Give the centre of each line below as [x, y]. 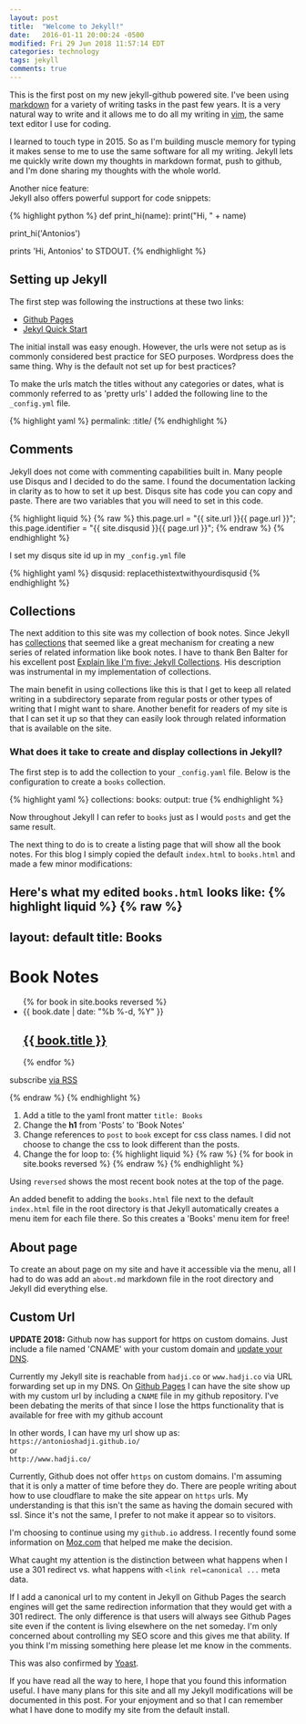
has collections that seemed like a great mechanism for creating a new [142, 643]
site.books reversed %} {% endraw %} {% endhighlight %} [133, 1164]
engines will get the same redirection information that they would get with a [151, 1606]
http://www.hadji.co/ [51, 1459]
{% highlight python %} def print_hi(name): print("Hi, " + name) [128, 215]
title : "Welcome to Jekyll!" [67, 26]
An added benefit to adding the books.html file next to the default [132, 1200]
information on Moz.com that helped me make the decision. [121, 1542]
